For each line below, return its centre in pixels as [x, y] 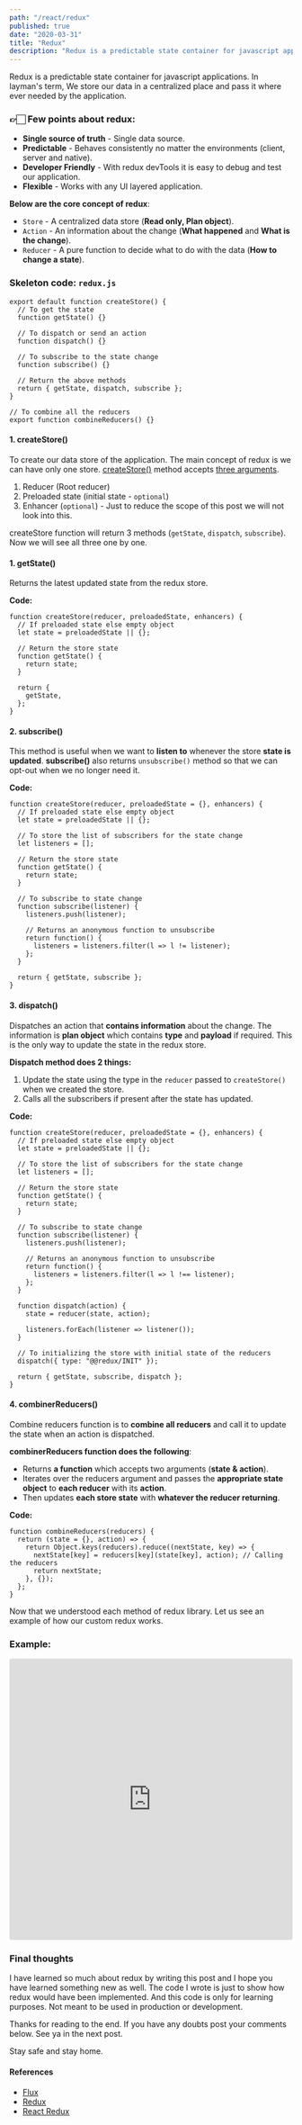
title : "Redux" [38, 43]
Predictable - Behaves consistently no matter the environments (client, [154, 149]
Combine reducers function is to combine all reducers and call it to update [148, 1424]
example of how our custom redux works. [86, 1620]
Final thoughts [42, 1958]
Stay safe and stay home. [56, 2051]
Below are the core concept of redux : [80, 204]
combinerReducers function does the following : [100, 1451]
